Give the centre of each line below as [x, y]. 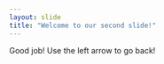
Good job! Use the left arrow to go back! [82, 50]
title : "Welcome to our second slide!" [83, 25]
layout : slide [35, 17]
